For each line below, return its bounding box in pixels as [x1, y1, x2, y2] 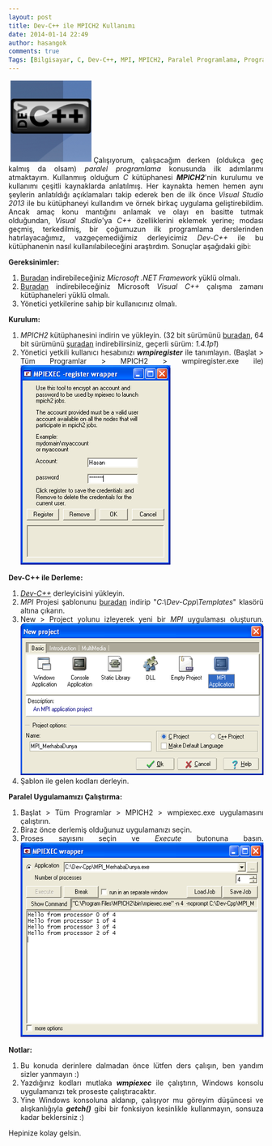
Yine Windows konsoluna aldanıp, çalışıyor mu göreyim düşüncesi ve [19, 1096, 264, 1105]
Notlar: [8, 1045, 32, 1054]
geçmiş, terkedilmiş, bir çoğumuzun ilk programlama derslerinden [8, 224, 264, 234]
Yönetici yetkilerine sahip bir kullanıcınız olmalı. [19, 299, 177, 308]
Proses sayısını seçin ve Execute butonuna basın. [19, 834, 264, 843]
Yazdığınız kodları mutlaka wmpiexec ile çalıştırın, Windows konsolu [19, 1078, 264, 1088]
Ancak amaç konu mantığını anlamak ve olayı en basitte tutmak [8, 207, 264, 217]
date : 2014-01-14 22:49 [8, 30, 89, 38]
